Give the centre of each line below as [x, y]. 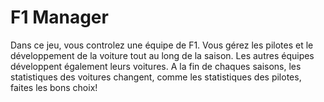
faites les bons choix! [54, 87]
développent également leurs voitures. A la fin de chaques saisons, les [156, 66]
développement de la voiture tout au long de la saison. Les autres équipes [162, 55]
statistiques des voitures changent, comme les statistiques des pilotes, [156, 77]
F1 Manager [59, 17]
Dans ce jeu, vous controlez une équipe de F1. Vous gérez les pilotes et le [162, 45]
